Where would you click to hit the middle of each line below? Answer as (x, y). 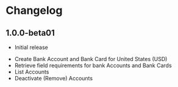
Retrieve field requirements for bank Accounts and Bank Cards (93, 65)
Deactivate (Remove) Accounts (53, 78)
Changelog (34, 11)
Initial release (31, 47)
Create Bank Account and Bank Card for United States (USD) (91, 59)
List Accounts (32, 72)
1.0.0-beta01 (30, 33)
